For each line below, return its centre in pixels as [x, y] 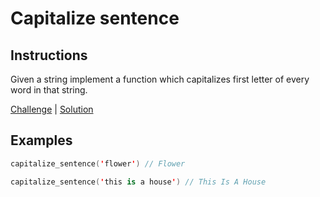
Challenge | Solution [52, 109]
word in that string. [49, 90]
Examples [41, 140]
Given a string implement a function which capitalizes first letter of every [160, 79]
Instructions [49, 55]
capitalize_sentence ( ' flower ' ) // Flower [98, 163]
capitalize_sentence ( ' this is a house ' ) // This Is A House [138, 182]
